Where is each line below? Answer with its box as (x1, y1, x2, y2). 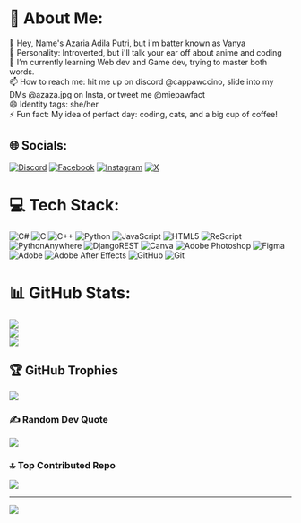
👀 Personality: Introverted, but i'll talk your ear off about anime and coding (9, 47, 282, 57)
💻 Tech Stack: (9, 194, 120, 215)
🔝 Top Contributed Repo (9, 459, 116, 471)
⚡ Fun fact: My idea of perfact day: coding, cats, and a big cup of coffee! (9, 108, 278, 119)
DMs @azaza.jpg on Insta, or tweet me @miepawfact (9, 89, 206, 99)
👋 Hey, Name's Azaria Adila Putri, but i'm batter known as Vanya (9, 38, 246, 48)
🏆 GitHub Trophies (9, 363, 119, 379)
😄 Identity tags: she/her (9, 99, 99, 109)
